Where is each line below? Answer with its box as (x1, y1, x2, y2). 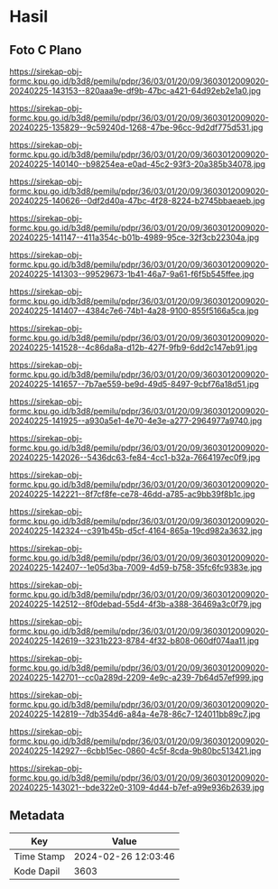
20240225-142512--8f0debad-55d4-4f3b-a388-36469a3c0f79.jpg (9, 598, 262, 609)
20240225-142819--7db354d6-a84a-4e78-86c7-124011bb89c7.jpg (9, 708, 261, 719)
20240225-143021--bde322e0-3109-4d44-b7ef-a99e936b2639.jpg (9, 783, 264, 792)
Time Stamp (14, 850, 66, 863)
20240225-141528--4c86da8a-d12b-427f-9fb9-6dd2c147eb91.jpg (9, 342, 258, 353)
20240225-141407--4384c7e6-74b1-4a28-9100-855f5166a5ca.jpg (9, 305, 259, 316)
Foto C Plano (9, 42, 82, 58)
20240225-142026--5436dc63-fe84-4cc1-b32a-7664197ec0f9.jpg (9, 452, 261, 462)
